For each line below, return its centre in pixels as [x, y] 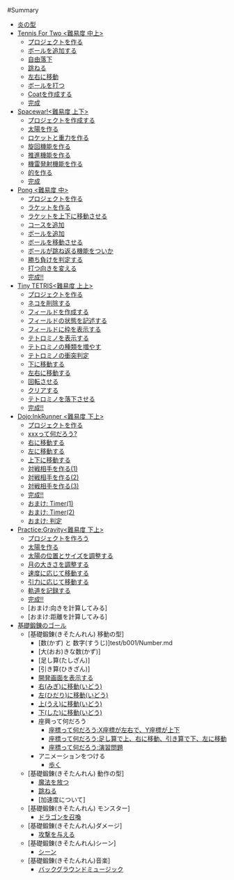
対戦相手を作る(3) [53, 486]
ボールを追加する [52, 51]
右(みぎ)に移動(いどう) [70, 686]
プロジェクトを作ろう [58, 538]
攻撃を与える [56, 834]
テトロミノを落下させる [61, 399]
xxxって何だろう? [53, 434]
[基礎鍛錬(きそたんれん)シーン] [72, 843]
